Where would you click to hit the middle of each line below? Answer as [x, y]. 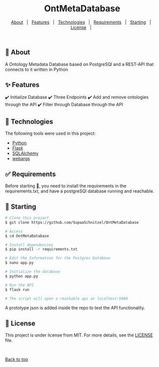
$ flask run [17, 290]
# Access [14, 231]
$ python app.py [22, 276]
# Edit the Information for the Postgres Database [58, 258]
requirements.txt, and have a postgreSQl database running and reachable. [80, 191]
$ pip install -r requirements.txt [41, 249]
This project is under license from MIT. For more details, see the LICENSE [79, 335]
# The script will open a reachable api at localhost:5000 [67, 298]
